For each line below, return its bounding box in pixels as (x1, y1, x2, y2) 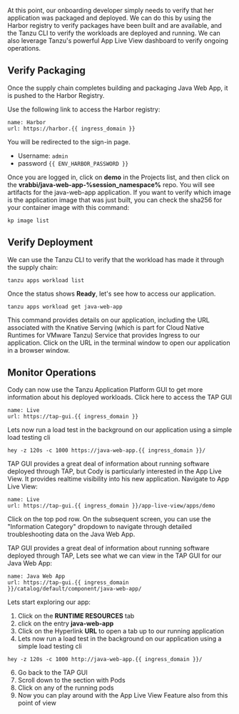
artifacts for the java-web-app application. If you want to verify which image (7, 188, 232, 196)
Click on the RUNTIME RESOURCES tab (17, 612, 135, 620)
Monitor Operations (7, 367, 96, 379)
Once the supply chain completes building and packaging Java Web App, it (7, 84, 228, 92)
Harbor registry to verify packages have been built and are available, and (7, 21, 223, 29)
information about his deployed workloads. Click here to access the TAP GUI (7, 393, 232, 402)
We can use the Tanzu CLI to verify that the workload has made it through (7, 255, 225, 263)
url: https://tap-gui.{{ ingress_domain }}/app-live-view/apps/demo (7, 503, 215, 510)
